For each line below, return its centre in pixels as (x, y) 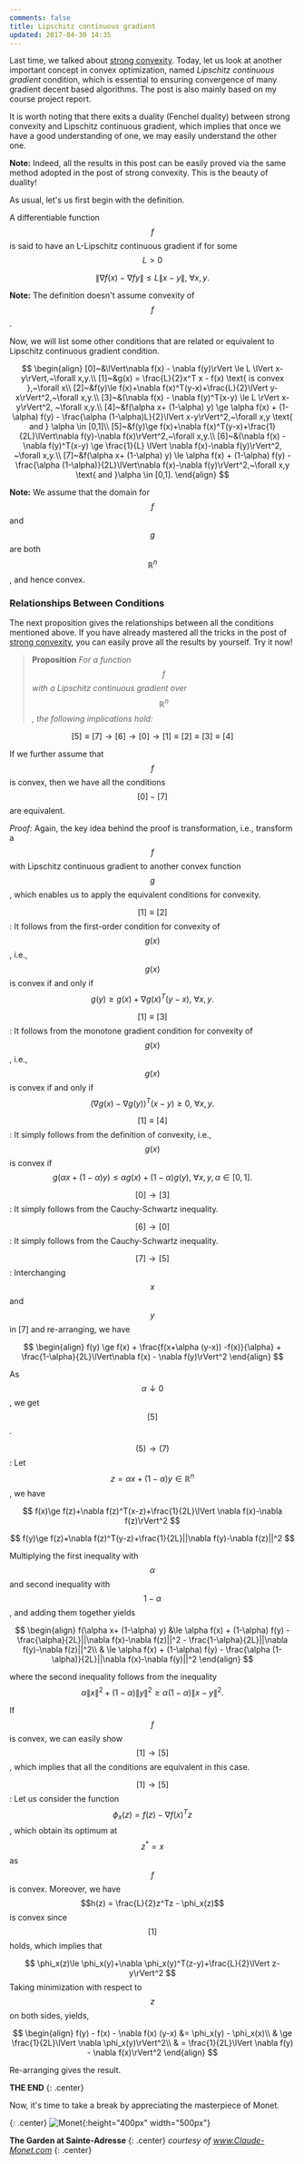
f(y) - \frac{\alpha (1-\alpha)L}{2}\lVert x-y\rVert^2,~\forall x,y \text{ (167, 417)
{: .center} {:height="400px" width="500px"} (110, 2122)
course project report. (50, 99)
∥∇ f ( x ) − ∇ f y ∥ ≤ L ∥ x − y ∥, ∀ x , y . (152, 278)
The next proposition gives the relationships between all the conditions (142, 623)
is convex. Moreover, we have (65, 1889)
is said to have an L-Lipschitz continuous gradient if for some (123, 246)
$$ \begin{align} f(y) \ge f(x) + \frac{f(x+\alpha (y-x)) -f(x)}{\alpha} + (152, 1347)
